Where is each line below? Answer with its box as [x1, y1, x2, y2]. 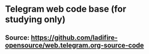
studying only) [5, 14, 66, 25]
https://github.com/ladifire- [31, 33, 118, 42]
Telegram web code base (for [5, 3, 127, 15]
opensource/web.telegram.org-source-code [5, 41, 144, 50]
